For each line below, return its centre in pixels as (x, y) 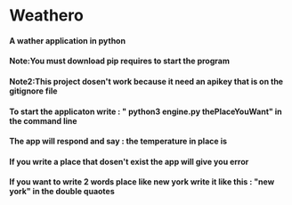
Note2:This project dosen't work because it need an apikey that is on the (146, 81)
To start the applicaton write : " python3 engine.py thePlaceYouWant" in (146, 111)
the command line (43, 120)
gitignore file (33, 91)
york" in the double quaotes (62, 192)
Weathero (47, 16)
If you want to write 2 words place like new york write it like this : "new (142, 182)
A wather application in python (68, 40)
